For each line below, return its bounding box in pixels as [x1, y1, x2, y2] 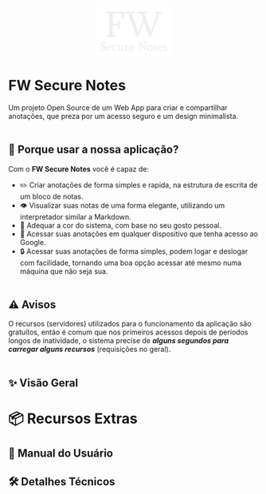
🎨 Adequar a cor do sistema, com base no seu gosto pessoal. [19, 220, 221, 230]
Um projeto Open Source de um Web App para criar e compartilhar [8, 102, 229, 113]
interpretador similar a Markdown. [19, 211, 131, 221]
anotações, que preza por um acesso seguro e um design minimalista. [8, 111, 239, 121]
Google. [19, 237, 46, 247]
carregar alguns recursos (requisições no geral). [8, 345, 171, 354]
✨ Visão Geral [8, 376, 78, 389]
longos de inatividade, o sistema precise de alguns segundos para [8, 336, 229, 346]
